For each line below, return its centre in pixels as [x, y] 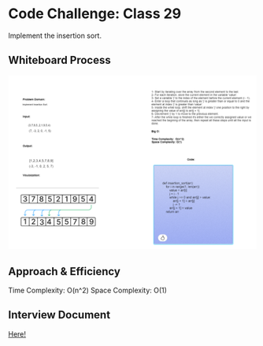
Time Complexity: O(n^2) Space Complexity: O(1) [88, 290]
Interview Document [59, 315]
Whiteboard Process [60, 60]
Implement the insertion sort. [55, 35]
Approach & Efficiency [64, 272]
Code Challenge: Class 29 [95, 14]
